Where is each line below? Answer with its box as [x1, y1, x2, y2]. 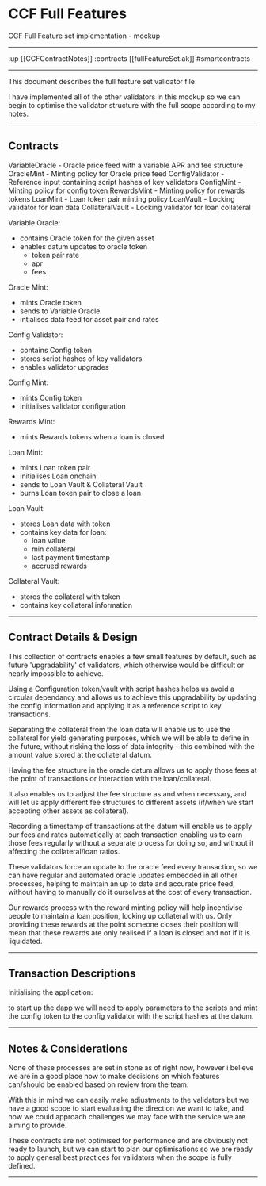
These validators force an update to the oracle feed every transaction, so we [8, 862, 258, 871]
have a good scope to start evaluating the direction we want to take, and [8, 1103, 244, 1113]
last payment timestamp [31, 552, 111, 562]
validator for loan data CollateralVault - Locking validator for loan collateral [8, 202, 251, 212]
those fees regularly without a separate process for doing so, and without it [8, 838, 254, 847]
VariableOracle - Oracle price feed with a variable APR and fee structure [8, 160, 244, 170]
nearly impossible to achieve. [8, 668, 104, 678]
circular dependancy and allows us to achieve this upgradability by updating [8, 692, 257, 702]
